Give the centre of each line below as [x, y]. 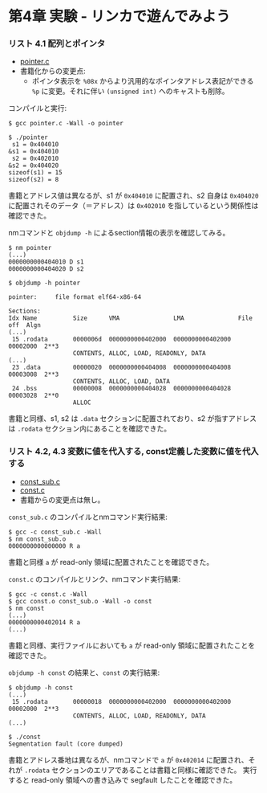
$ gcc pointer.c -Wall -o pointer [66, 124]
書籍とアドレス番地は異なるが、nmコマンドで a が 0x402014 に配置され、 [128, 759]
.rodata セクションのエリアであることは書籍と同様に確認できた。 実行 [140, 770]
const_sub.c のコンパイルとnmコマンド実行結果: [88, 517]
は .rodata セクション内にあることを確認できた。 [89, 429]
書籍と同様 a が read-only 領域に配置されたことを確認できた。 [111, 562]
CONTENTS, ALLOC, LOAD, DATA [121, 382]
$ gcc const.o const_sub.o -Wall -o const [80, 601]
